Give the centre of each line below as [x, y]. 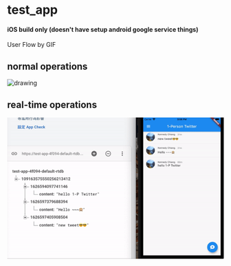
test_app [33, 10]
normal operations [47, 66]
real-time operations [52, 104]
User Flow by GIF [32, 45]
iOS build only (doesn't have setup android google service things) [103, 29]
